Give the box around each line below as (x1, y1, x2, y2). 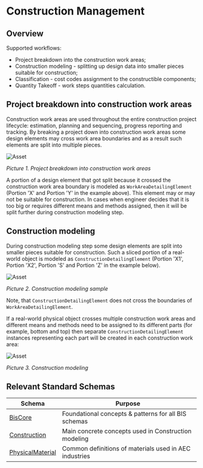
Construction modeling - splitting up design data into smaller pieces (14, 62, 184, 70)
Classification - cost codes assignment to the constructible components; (14, 76, 196, 82)
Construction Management (6, 4, 145, 18)
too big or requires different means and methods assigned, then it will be (6, 202, 187, 209)
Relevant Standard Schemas (6, 381, 115, 392)
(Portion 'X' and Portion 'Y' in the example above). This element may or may (6, 189, 195, 196)
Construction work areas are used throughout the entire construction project (6, 115, 197, 122)
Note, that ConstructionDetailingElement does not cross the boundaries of (6, 297, 192, 304)
